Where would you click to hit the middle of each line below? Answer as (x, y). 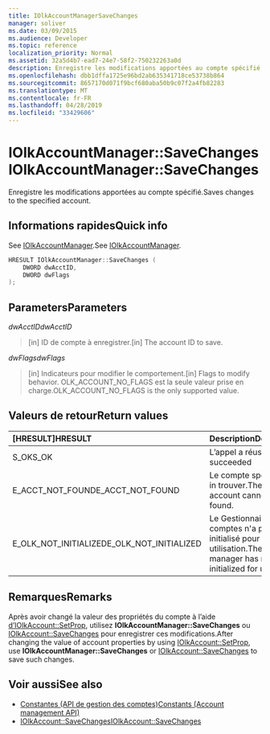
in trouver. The (236, 485)
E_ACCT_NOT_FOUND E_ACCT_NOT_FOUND (96, 490)
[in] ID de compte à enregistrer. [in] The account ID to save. (125, 342)
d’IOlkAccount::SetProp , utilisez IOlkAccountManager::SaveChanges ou (129, 625)
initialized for (234, 568)
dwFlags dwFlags (37, 358)
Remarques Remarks (60, 597)
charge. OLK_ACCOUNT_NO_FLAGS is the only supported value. (133, 391)
